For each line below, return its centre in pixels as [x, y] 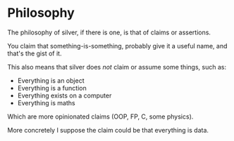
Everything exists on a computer [64, 95]
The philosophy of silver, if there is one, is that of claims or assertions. [109, 32]
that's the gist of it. [35, 53]
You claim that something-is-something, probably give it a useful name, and [117, 46]
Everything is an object [51, 80]
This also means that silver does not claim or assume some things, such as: [117, 67]
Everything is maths [46, 102]
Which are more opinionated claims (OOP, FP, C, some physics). [100, 116]
